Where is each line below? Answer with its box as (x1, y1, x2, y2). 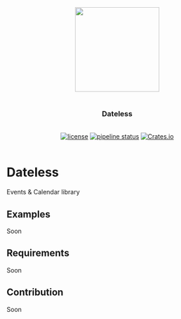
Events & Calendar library (6, 188, 80, 196)
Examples (6, 208, 51, 220)
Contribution (6, 287, 64, 299)
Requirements (6, 247, 69, 259)
